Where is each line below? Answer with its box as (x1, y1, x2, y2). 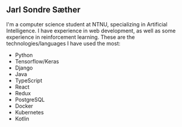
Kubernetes (14, 108, 44, 116)
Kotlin (14, 115, 29, 122)
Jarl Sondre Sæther (6, 5, 81, 15)
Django (14, 64, 33, 71)
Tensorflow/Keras (14, 58, 59, 65)
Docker (14, 102, 34, 110)
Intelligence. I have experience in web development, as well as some (6, 27, 176, 34)
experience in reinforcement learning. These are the (6, 33, 135, 41)
